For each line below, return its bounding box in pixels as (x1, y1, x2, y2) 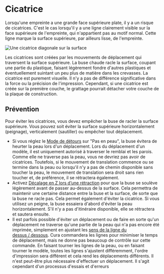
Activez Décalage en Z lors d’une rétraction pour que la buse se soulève (12, 180, 158, 186)
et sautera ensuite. (12, 211, 50, 217)
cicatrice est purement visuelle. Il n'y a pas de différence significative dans (5, 75, 156, 81)
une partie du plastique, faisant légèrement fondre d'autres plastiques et (5, 65, 151, 71)
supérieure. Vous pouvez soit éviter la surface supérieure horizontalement (5, 123, 155, 129)
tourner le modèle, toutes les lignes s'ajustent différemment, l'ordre (12, 247, 148, 253)
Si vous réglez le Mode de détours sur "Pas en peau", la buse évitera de (12, 138, 158, 144)
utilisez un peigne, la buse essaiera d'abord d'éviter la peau (12, 200, 133, 207)
